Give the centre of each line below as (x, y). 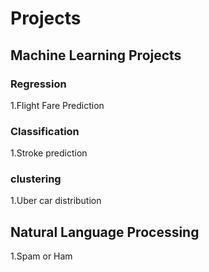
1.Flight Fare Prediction (57, 105)
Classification (45, 131)
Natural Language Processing (105, 232)
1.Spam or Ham (41, 256)
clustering (36, 179)
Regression (38, 84)
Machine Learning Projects (96, 55)
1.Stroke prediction (49, 153)
